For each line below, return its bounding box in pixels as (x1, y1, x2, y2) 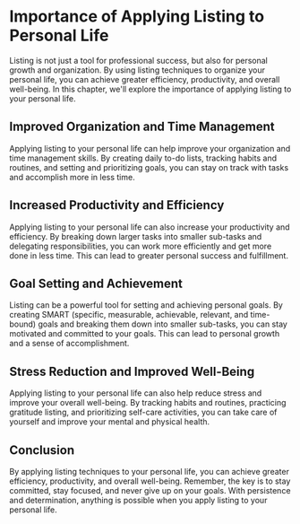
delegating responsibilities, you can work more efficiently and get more (9, 240, 272, 251)
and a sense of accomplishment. (9, 338, 130, 349)
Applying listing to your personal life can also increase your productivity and (9, 222, 290, 232)
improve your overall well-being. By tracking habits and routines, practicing (9, 397, 287, 408)
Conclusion (9, 442, 75, 458)
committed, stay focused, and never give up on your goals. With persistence (9, 485, 291, 495)
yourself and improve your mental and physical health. (9, 416, 210, 427)
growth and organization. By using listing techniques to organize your (9, 65, 266, 75)
